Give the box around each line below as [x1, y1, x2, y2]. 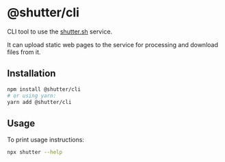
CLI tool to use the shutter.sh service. [7, 27, 113, 36]
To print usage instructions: [7, 135, 84, 144]
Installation [7, 68, 56, 79]
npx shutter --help [7, 149, 63, 156]
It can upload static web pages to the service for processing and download [7, 40, 219, 49]
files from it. [7, 48, 41, 56]
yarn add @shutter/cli [7, 98, 72, 105]
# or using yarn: [7, 92, 57, 99]
